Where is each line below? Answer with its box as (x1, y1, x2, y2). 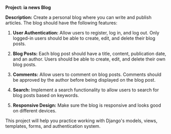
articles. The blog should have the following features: (5, 20, 118, 26)
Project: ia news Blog (5, 5, 51, 10)
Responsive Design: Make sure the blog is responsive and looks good (12, 102, 161, 108)
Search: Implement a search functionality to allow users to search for (12, 87, 159, 93)
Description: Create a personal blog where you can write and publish (5, 14, 152, 20)
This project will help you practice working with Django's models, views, (5, 118, 158, 124)
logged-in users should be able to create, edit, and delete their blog (12, 35, 156, 41)
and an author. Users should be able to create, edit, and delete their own (12, 56, 165, 62)
